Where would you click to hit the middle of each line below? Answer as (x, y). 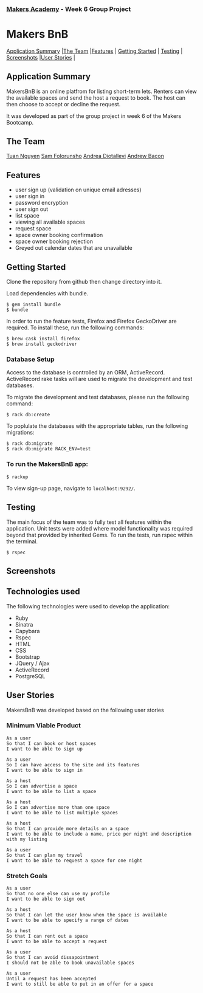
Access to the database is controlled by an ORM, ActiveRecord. (86, 373)
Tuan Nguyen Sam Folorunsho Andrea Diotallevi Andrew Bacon (85, 156)
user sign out (32, 209)
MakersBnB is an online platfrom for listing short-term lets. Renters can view (102, 91)
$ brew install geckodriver (42, 344)
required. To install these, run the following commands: (75, 328)
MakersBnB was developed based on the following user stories (85, 710)
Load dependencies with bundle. (47, 294)
